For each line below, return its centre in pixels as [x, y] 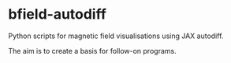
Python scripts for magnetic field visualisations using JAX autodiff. [116, 36]
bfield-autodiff [57, 14]
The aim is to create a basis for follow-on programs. [92, 51]
